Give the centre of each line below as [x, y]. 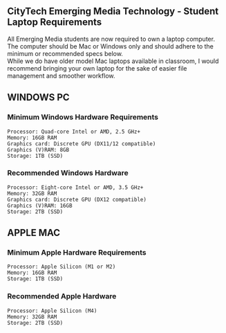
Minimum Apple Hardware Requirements [77, 253]
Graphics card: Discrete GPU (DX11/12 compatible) [82, 144]
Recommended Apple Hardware [62, 296]
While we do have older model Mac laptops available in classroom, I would [113, 61]
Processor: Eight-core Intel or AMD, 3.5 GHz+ [75, 187]
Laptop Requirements [55, 22]
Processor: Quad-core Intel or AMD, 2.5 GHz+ [74, 132]
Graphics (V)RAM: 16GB [40, 206]
